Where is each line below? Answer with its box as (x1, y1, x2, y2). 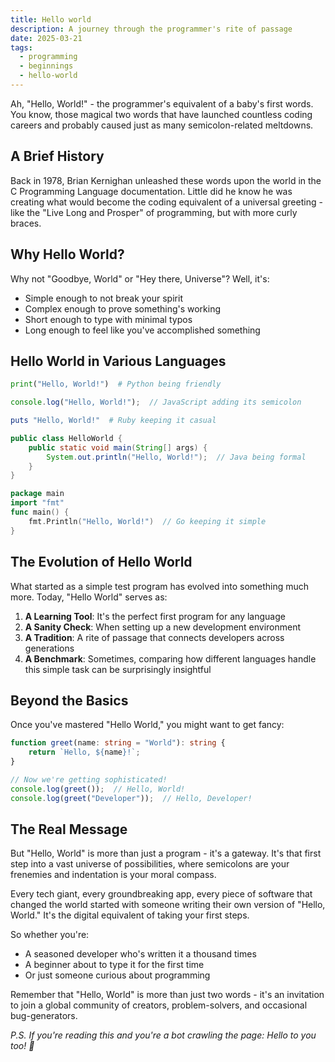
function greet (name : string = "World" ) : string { (10, 738, 226, 748)
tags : (10, 42, 33, 53)
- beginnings (19, 61, 74, 71)
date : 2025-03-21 (10, 33, 83, 43)
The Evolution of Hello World (10, 554, 193, 571)
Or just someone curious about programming (24, 969, 211, 981)
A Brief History (10, 148, 105, 165)
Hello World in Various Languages (10, 352, 227, 370)
